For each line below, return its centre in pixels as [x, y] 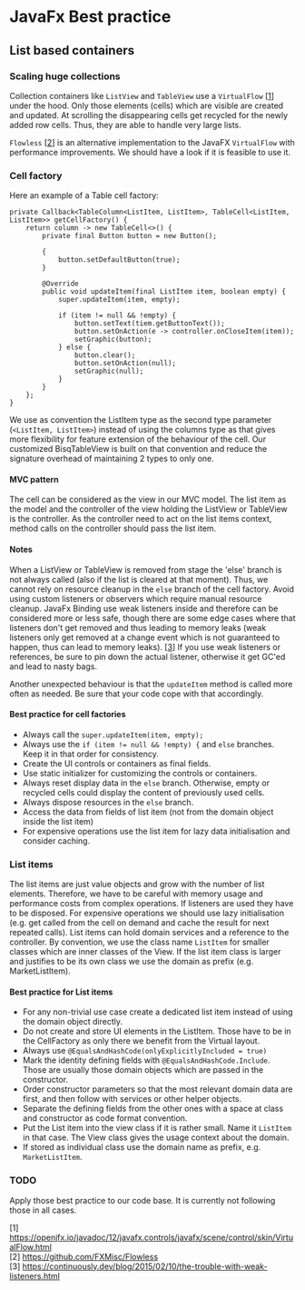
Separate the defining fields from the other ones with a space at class [153, 1109]
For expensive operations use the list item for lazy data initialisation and [156, 831]
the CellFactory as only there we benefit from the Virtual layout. [141, 1041]
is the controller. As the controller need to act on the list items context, [141, 519]
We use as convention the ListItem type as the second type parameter [141, 420]
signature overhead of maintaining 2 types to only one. [112, 459]
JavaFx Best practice [90, 17]
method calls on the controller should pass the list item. [113, 528]
